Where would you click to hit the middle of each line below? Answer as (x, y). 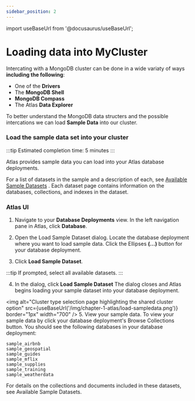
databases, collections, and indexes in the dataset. (67, 192)
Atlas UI (18, 207)
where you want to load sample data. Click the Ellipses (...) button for (98, 244)
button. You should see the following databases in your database (85, 327)
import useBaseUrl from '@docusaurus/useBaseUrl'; (70, 28)
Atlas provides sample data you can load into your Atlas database (85, 162)
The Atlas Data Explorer (44, 105)
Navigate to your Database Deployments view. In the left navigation (97, 220)
